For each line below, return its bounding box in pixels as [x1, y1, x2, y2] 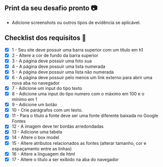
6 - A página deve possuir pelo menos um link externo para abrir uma [11, 74, 153, 80]
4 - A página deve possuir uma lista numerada [11, 63, 106, 69]
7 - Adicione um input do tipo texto [11, 85, 82, 91]
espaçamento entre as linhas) [11, 145, 72, 151]
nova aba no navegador [11, 80, 60, 86]
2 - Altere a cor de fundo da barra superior [11, 52, 99, 58]
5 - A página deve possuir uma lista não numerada [11, 69, 114, 75]
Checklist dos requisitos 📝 [4, 34, 86, 42]
